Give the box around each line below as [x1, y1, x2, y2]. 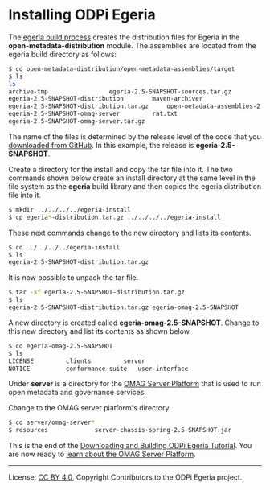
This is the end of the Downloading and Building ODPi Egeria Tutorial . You [8, 441, 252, 451]
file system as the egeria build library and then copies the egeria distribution [8, 181, 262, 191]
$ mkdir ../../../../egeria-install [8, 205, 131, 214]
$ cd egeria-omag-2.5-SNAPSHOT [8, 342, 113, 350]
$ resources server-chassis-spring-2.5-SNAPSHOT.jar [8, 426, 231, 434]
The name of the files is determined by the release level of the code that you [8, 131, 261, 142]
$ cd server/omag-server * [8, 418, 95, 427]
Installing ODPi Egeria [8, 6, 157, 24]
